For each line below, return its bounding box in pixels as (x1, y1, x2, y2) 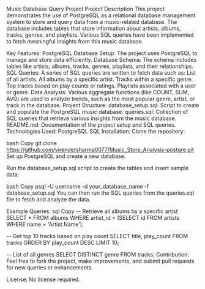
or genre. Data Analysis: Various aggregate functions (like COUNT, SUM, (6, 89, 190, 96)
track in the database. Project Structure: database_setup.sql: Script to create (6, 102, 199, 109)
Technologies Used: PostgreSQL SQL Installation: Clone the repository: (6, 128, 185, 135)
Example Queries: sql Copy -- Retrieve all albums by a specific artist (6, 208, 178, 215)
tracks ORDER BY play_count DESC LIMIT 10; (6, 239, 119, 246)
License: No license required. (6, 276, 81, 283)
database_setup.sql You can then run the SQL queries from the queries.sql (6, 189, 195, 197)
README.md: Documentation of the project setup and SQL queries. (6, 121, 176, 128)
